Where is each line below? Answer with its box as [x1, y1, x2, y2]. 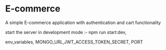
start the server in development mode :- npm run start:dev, [5, 29, 127, 35]
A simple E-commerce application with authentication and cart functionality [5, 19, 161, 25]
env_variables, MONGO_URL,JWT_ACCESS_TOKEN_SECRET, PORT [5, 38, 143, 45]
